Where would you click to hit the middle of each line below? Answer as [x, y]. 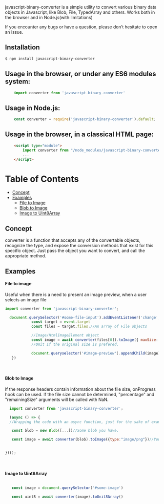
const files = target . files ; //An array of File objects [89, 327]
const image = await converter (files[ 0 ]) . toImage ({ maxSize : [95, 340]
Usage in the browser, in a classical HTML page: [79, 135]
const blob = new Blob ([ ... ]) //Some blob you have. [65, 431]
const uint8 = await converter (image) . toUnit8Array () [67, 497]
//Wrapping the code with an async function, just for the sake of [80, 422]
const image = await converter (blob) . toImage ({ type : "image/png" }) [81, 440]
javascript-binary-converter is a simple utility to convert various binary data [81, 7]
